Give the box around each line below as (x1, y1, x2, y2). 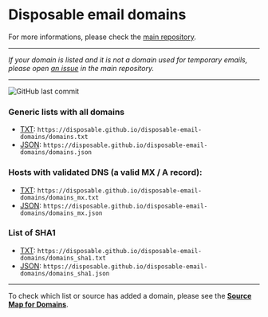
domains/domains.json (19, 149, 92, 157)
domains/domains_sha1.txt (19, 254, 106, 262)
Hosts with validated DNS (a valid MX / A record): (8, 167, 203, 178)
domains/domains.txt (19, 133, 89, 141)
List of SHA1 (8, 228, 56, 239)
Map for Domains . (8, 299, 69, 309)
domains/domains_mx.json (19, 209, 103, 217)
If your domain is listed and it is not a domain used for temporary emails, (8, 54, 248, 65)
